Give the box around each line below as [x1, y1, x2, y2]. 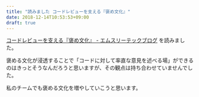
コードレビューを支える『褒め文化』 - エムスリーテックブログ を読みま [6, 37, 180, 44]
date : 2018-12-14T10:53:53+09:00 [6, 14, 89, 20]
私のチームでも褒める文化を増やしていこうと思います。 [6, 85, 141, 92]
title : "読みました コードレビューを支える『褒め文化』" [6, 8, 130, 15]
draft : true [6, 20, 36, 26]
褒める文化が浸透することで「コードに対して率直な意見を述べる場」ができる [6, 57, 194, 64]
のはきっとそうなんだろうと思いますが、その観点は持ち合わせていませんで [6, 64, 188, 71]
